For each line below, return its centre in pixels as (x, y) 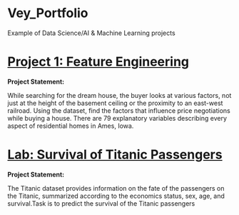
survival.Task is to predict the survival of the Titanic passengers (101, 203)
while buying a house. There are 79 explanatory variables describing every (117, 118)
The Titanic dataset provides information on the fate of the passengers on (116, 188)
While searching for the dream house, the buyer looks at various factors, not (119, 95)
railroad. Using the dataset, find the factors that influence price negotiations (119, 110)
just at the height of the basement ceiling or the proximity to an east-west (115, 103)
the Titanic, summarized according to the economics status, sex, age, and (116, 196)
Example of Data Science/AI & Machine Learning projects (92, 33)
